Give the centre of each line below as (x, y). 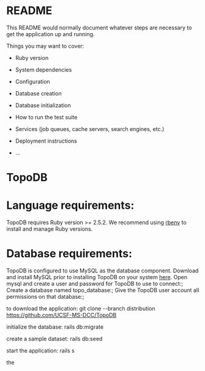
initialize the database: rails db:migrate (55, 327)
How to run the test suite (46, 117)
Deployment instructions (46, 141)
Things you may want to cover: (45, 46)
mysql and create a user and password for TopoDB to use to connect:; (95, 283)
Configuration (32, 81)
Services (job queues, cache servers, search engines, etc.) (90, 129)
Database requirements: (69, 254)
